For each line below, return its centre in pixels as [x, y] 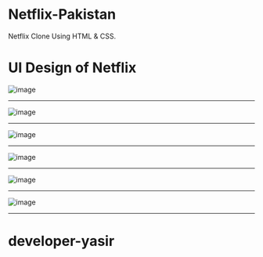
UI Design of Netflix [72, 68]
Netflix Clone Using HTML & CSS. [62, 36]
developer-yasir [61, 241]
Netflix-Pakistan [62, 14]
